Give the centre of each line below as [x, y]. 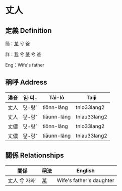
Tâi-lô [57, 97]
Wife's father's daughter [85, 180]
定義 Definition [28, 30]
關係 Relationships [35, 155]
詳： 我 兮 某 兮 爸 [23, 54]
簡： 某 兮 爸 [18, 44]
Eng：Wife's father [25, 65]
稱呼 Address [26, 82]
